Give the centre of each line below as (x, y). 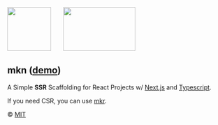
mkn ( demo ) (34, 70)
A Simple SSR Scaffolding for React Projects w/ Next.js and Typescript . (109, 87)
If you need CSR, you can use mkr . (57, 101)
